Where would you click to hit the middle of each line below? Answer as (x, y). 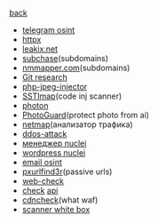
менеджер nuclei (54, 143)
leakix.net (40, 49)
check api (40, 191)
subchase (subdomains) (65, 58)
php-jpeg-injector (55, 87)
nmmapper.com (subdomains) (76, 68)
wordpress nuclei (54, 153)
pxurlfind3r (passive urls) (67, 171)
